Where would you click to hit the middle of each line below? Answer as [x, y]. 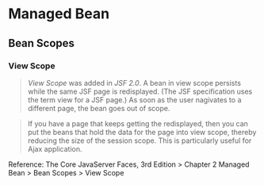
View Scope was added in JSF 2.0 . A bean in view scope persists [134, 83]
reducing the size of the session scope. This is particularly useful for [140, 141]
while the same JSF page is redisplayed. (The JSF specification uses [140, 91]
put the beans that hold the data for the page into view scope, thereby [142, 132]
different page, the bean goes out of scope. [99, 108]
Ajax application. [55, 148]
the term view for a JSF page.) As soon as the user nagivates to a [134, 99]
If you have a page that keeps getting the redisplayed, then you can [138, 123]
